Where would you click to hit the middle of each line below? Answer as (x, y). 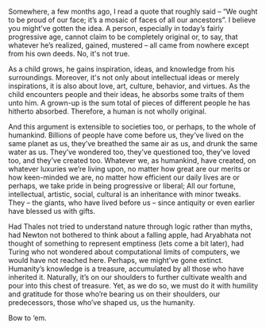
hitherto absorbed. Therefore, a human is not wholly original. (108, 111)
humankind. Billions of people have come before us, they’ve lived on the (126, 135)
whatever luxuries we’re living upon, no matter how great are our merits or (129, 169)
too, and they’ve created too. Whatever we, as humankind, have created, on (132, 161)
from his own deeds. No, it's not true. (69, 54)
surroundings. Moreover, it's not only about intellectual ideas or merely (124, 77)
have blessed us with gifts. (52, 211)
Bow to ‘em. (28, 318)
